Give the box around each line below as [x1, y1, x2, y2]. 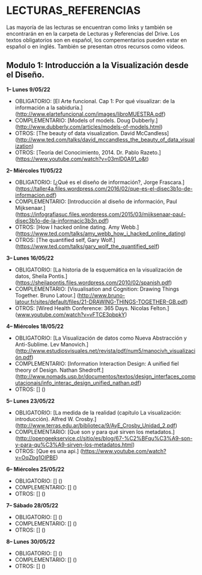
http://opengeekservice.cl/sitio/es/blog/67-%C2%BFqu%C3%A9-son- [17, 434, 193, 442]
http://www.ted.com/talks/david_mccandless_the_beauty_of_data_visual [17, 136, 195, 143]
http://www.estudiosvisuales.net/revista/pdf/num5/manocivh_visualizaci [17, 347, 195, 354]
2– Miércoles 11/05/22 [6, 167, 63, 174]
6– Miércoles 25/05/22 [6, 465, 65, 472]
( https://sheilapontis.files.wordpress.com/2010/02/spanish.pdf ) [14, 279, 173, 286]
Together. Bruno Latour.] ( [14, 291, 79, 299]
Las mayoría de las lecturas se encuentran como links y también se [6, 24, 173, 31]
